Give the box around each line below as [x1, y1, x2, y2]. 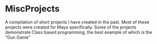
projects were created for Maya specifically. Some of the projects [5, 24, 137, 30]
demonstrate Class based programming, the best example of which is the [5, 29, 153, 35]
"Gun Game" [5, 34, 31, 40]
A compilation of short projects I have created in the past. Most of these [5, 19, 150, 25]
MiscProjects [5, 3, 60, 14]
